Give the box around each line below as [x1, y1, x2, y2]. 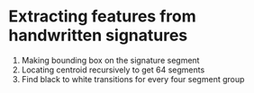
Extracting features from [8, 6, 196, 27]
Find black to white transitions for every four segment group [21, 73, 245, 84]
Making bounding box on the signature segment [21, 55, 200, 65]
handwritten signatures [8, 25, 188, 46]
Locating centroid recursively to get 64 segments [21, 64, 205, 75]
